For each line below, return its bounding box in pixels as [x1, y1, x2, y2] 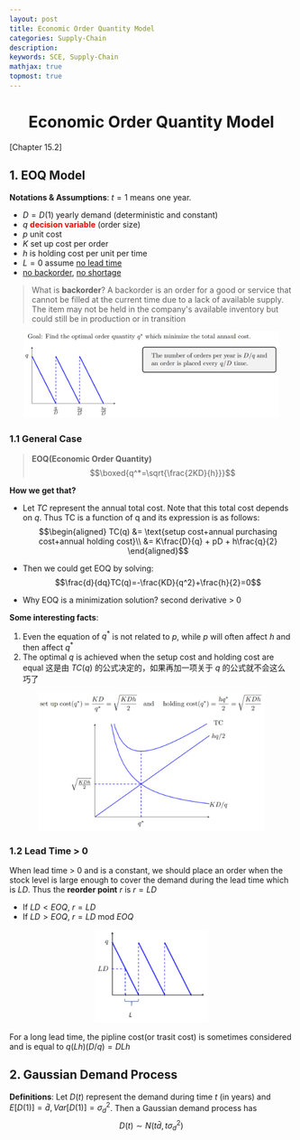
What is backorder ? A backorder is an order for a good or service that [31, 285, 292, 295]
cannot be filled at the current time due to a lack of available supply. [31, 294, 284, 304]
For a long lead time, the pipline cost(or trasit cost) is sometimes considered [9, 1031, 292, 1042]
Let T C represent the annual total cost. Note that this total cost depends [22, 502, 289, 513]
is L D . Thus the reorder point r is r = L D [9, 884, 158, 895]
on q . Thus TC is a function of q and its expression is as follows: [22, 511, 260, 523]
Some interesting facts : [9, 612, 99, 622]
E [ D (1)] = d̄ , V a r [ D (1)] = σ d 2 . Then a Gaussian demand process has [9, 1100, 258, 1115]
